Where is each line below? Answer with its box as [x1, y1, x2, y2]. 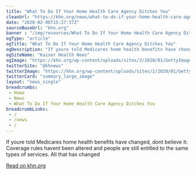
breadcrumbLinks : [6, 106, 48, 112]
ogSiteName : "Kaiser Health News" [6, 52, 90, 58]
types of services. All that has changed [6, 151, 100, 157]
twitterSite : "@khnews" [6, 62, 64, 69]
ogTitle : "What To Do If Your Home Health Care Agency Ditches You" [6, 41, 176, 47]
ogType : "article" [6, 36, 51, 41]
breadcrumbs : [6, 85, 38, 90]
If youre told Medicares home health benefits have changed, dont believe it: [6, 138, 188, 145]
